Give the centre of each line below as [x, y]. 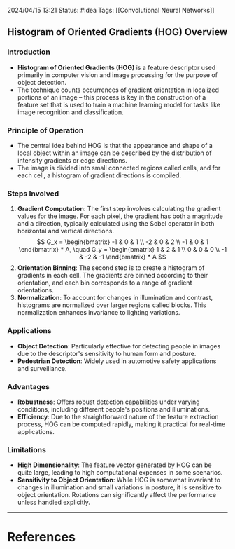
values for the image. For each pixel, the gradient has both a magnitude [120, 216]
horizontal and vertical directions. [65, 231]
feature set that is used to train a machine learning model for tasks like [119, 104]
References [41, 537]
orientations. [35, 290]
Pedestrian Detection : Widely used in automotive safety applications [117, 361]
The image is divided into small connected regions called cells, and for [119, 168]
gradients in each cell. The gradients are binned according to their [113, 276]
